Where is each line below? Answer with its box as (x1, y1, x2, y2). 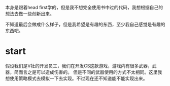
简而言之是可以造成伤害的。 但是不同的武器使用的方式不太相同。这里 (14, 69, 158, 75)
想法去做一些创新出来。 (5, 11, 54, 17)
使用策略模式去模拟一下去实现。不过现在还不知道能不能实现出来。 (9, 75, 148, 81)
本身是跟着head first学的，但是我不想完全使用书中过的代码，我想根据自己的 (5, 5, 163, 10)
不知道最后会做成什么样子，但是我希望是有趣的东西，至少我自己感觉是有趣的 (5, 22, 165, 27)
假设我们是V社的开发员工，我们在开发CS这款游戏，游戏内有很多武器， (5, 62, 152, 69)
